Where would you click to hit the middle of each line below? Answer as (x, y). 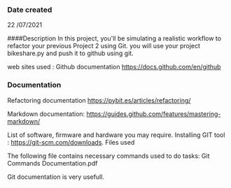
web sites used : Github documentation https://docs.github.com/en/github (114, 67)
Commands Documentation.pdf (52, 163)
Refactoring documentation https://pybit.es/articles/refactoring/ (99, 100)
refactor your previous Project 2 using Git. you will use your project (104, 46)
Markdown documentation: (46, 114)
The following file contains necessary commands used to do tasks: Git (108, 156)
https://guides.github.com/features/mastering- (154, 114)
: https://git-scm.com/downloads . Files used (71, 142)
